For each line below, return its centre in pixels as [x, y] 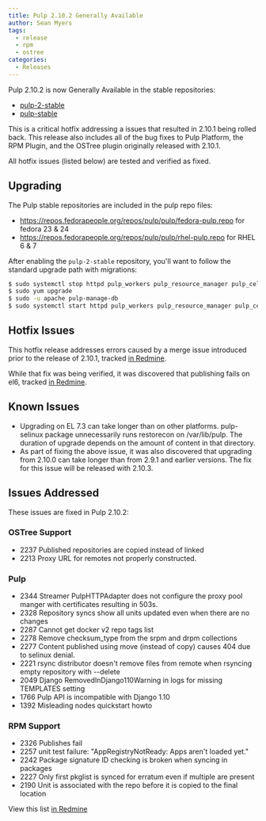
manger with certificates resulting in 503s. [89, 605]
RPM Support [34, 726]
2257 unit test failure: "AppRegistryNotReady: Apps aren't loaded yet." [134, 752]
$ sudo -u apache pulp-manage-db [63, 299]
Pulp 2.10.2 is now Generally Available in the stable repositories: [112, 90]
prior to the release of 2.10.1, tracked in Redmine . [87, 358]
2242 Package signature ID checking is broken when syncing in [123, 760]
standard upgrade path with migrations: [72, 269]
